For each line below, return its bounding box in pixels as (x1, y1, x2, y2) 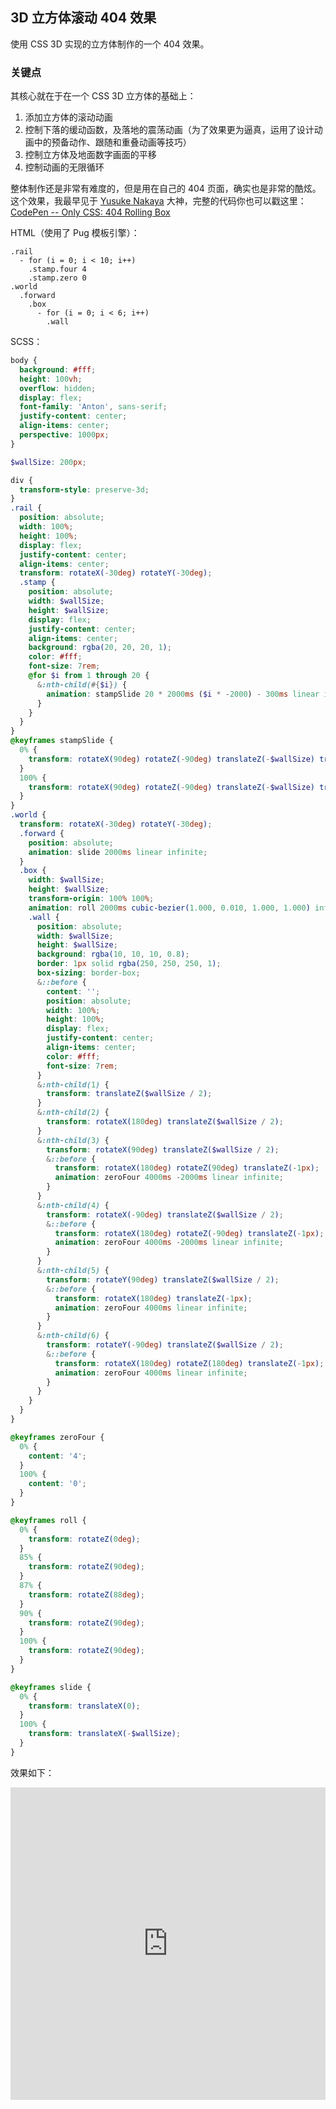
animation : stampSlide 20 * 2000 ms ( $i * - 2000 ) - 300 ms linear (46, 689, 320, 699)
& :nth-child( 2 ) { (36, 1108, 110, 1118)
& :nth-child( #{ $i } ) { (36, 679, 128, 690)
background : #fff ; (19, 364, 97, 375)
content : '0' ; (28, 1479, 87, 1489)
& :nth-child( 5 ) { (36, 1266, 110, 1276)
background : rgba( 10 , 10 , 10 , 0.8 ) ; (36, 949, 190, 960)
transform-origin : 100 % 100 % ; (28, 894, 155, 904)
